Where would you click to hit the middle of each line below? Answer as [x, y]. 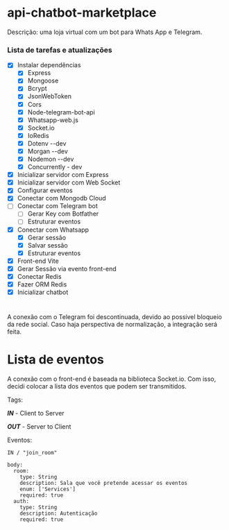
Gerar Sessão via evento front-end [67, 268]
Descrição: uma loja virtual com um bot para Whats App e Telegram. [105, 32]
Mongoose [43, 80]
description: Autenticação [59, 514]
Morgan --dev [48, 151]
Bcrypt [37, 89]
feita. [15, 332]
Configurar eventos [45, 190]
